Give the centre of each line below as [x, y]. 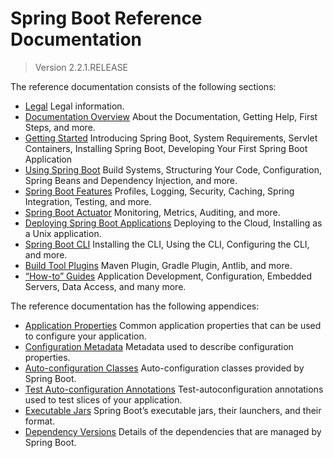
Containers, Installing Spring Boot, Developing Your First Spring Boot [166, 148]
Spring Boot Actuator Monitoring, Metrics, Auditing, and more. [152, 212]
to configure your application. [85, 336]
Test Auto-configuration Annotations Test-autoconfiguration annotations [174, 389]
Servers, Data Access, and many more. [105, 286]
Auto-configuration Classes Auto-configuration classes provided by [164, 368]
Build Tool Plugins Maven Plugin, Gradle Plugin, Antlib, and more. [158, 265]
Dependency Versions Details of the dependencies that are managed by [173, 431]
